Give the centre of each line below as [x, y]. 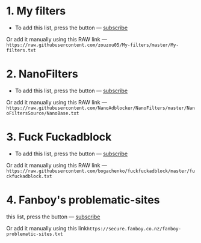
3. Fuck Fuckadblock [59, 137]
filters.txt [21, 50]
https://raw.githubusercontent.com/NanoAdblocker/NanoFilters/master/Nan [101, 108]
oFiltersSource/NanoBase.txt [43, 113]
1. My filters [36, 11]
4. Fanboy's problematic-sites [83, 200]
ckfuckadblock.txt [29, 176]
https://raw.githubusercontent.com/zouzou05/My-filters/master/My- [93, 45]
